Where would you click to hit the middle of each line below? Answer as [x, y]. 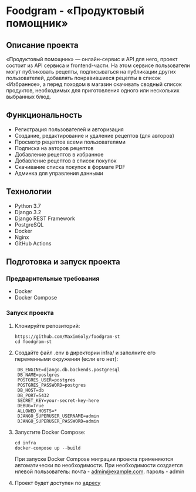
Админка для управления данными [59, 173]
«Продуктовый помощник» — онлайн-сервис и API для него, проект [92, 59]
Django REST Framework [45, 218]
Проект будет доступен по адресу [58, 483]
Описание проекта [42, 45]
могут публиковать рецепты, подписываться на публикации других [91, 72]
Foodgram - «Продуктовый [75, 11]
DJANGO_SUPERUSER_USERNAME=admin [58, 416]
